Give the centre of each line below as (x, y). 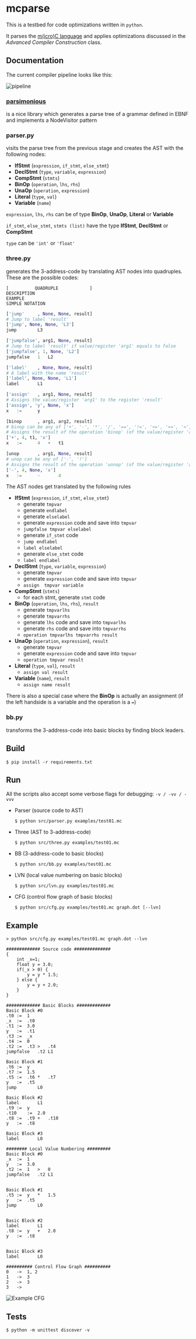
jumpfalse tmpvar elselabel (57, 530)
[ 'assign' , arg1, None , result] (49, 395)
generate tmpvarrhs (46, 616)
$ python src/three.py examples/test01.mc (67, 843)
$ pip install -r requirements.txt (49, 762)
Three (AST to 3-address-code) (53, 832)
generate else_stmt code (53, 554)
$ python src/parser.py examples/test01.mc (68, 821)
